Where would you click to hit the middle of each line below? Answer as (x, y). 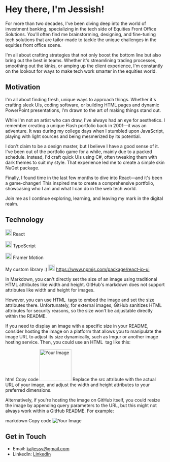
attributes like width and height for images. (50, 290)
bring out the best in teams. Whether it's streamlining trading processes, (81, 60)
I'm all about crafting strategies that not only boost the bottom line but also (83, 55)
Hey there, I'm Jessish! (55, 9)
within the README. (26, 316)
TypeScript (24, 246)
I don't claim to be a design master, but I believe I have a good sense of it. (82, 146)
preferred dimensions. (28, 390)
